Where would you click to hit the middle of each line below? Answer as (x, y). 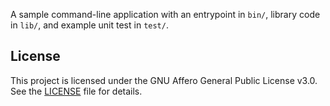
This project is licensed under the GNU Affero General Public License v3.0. (164, 80)
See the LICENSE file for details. (76, 91)
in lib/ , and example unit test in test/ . (89, 25)
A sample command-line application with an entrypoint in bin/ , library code (165, 14)
